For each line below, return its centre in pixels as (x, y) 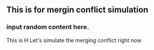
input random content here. (48, 27)
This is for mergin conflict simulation (77, 10)
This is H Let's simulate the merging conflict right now (74, 40)
